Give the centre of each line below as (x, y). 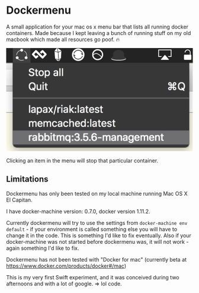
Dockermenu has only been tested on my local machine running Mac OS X (97, 193)
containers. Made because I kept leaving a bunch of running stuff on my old (99, 33)
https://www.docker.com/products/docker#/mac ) (66, 266)
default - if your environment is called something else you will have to (92, 229)
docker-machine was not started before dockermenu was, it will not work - (97, 241)
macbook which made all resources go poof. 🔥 (63, 39)
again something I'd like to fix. (43, 248)
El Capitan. (19, 200)
